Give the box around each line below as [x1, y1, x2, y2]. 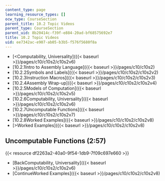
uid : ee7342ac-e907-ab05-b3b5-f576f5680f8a [5, 40, 97, 45]
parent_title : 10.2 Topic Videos [5, 21, 75, 26]
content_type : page [5, 7, 46, 12]
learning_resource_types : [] [5, 12, 66, 17]
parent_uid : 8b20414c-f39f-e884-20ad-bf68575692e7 [5, 30, 113, 35]
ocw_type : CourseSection [5, 16, 57, 21]
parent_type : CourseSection [5, 26, 64, 31]
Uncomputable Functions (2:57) [5, 137, 106, 145]
